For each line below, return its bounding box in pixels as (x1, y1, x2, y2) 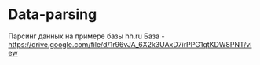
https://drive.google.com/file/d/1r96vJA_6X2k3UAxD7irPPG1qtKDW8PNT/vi (8, 39, 252, 49)
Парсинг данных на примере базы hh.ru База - (8, 31, 165, 41)
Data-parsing (8, 5, 97, 23)
